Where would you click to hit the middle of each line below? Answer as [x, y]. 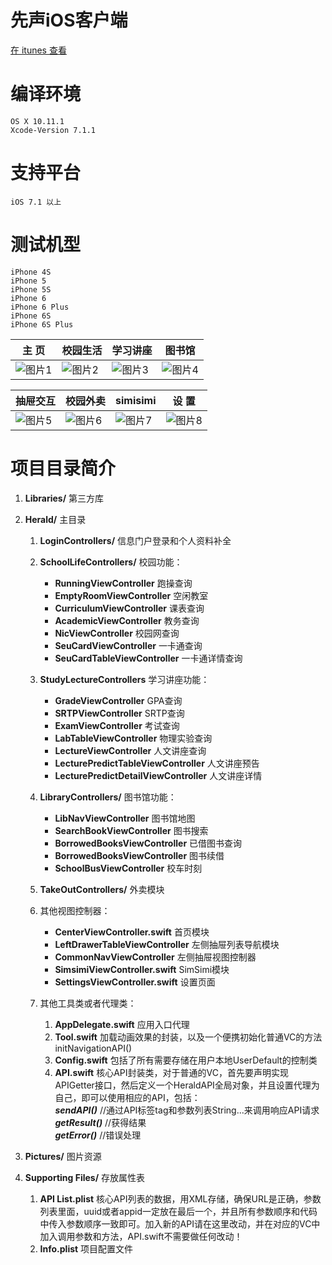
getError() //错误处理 [98, 1135]
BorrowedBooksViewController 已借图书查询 [148, 843]
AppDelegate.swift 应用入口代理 [122, 1024]
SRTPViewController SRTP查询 [119, 713]
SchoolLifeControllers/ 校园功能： [111, 562]
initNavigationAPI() [93, 1048]
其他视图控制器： [75, 910]
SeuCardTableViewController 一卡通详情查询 [148, 658]
